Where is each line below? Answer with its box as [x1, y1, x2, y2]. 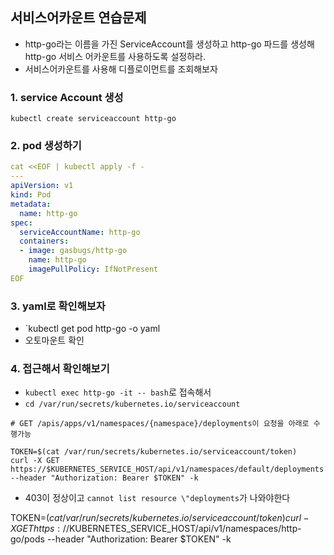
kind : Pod [10, 190, 52, 200]
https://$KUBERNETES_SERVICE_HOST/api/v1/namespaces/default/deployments [10, 464, 325, 475]
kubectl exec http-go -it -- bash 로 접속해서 [24, 386, 212, 398]
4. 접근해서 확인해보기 [10, 362, 110, 375]
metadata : [10, 199, 52, 209]
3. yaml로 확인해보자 [10, 299, 106, 313]
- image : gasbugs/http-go [19, 246, 128, 256]
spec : [10, 218, 33, 228]
